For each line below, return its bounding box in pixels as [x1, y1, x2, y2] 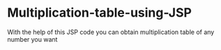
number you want [7, 35, 58, 43]
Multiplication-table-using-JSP [7, 5, 192, 21]
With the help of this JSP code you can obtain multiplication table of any [7, 28, 215, 36]
